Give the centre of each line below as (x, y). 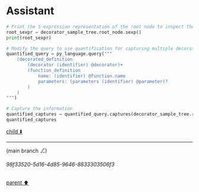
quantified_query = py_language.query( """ (59, 54)
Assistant (30, 11)
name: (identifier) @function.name (82, 76)
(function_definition (54, 71)
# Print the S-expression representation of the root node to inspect (95, 27)
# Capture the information (39, 109)
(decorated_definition (45, 60)
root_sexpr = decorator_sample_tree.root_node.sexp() (74, 32)
